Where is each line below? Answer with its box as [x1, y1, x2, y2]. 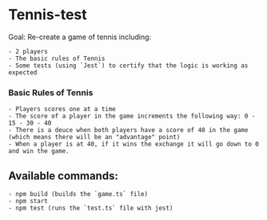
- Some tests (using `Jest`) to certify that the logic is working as [8, 62, 249, 70]
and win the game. [8, 147, 70, 155]
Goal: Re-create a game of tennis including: [8, 32, 152, 42]
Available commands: [8, 169, 118, 182]
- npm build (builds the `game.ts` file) [8, 190, 149, 198]
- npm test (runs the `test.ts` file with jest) [8, 204, 173, 213]
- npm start [8, 198, 48, 206]
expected [8, 68, 38, 77]
